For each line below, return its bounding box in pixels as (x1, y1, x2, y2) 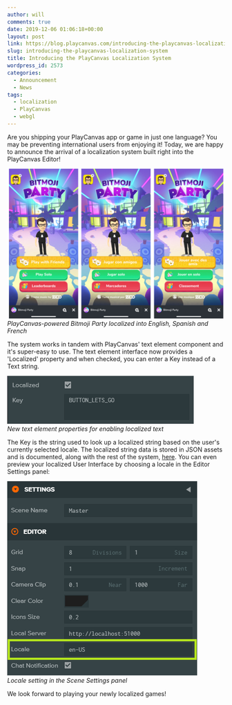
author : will (7, 11, 45, 18)
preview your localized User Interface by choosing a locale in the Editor (7, 460, 211, 469)
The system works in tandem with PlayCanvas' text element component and (7, 340, 224, 349)
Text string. (7, 363, 39, 371)
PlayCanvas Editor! (7, 155, 61, 163)
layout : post (7, 33, 45, 40)
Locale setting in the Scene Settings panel (7, 677, 128, 685)
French (7, 327, 28, 335)
